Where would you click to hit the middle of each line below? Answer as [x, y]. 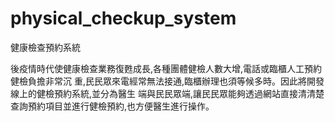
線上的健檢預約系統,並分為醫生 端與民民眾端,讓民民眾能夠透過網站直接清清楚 [167, 93]
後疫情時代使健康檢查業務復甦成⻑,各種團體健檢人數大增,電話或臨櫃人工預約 [166, 68]
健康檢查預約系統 [45, 47]
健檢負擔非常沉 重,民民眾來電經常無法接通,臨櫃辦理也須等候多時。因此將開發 [167, 81]
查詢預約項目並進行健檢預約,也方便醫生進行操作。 [112, 106]
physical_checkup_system [123, 18]
